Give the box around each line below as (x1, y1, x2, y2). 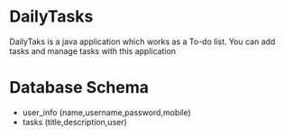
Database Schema (9, 77, 150, 98)
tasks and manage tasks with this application (9, 45, 177, 56)
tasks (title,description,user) (22, 116, 128, 127)
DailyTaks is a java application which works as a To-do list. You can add (9, 36, 276, 47)
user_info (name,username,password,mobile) (22, 106, 191, 118)
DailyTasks (9, 6, 94, 27)
